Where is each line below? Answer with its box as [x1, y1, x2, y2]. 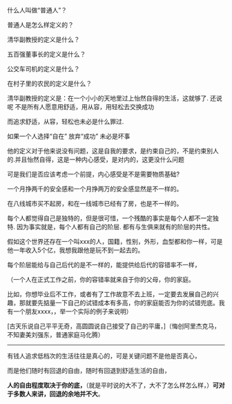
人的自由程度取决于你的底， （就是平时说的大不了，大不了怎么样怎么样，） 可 [7, 381, 219, 389]
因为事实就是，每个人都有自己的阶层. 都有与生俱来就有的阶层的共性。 [16, 223, 214, 231]
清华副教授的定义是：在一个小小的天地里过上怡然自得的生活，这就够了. [7, 94, 209, 102]
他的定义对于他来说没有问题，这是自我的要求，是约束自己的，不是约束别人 [7, 147, 219, 155]
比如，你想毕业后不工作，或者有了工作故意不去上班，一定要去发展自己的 [7, 290, 213, 298]
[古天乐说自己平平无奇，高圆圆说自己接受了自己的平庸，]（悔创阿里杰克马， [7, 322, 221, 330]
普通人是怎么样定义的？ [7, 21, 74, 29]
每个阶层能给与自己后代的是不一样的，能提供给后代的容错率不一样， [7, 261, 201, 269]
